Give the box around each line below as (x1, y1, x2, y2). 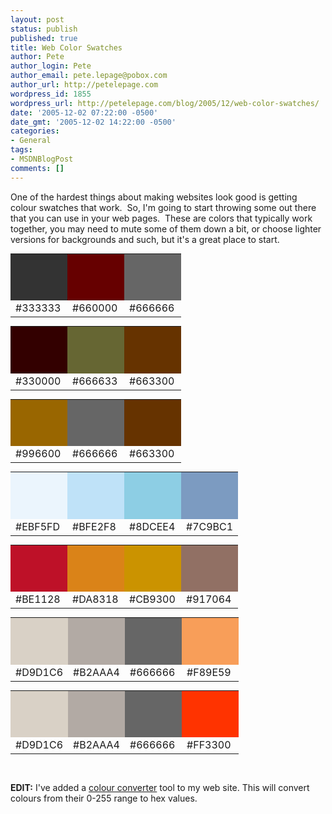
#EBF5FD (15, 519, 61, 533)
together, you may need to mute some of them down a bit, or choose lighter (10, 222, 322, 235)
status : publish (10, 24, 78, 34)
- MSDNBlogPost (10, 154, 74, 164)
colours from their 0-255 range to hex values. (10, 792, 198, 805)
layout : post (10, 14, 65, 25)
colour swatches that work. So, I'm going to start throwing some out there (10, 201, 317, 213)
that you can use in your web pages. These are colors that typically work (10, 212, 313, 224)
